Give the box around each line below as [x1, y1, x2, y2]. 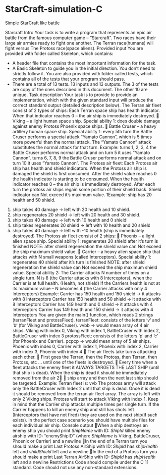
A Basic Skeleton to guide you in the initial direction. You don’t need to [12, 65, 156, 71]
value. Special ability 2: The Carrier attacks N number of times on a [12, 269, 150, 275]
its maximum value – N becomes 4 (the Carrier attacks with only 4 [12, 285, 147, 291]
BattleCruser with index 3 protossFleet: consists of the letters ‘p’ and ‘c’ [12, 333, 159, 339]
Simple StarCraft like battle [5, 20, 60, 26]
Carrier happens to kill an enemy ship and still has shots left [12, 406, 135, 412]
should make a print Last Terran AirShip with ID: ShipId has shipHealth [12, 454, 156, 460]
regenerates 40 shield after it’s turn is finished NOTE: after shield [12, 259, 145, 265]
